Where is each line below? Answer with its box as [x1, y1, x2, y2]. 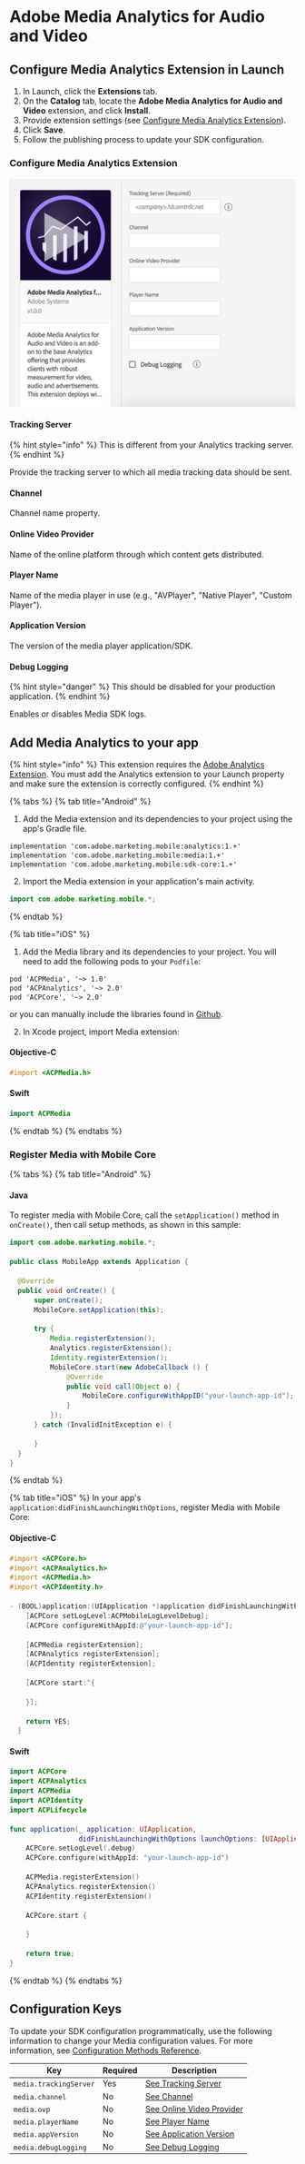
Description [172, 2065, 218, 2076]
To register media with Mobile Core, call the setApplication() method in [9, 1210, 280, 1220]
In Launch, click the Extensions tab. [22, 86, 158, 96]
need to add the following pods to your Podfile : [22, 955, 202, 966]
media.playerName [13, 2118, 79, 2127]
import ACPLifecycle [9, 1805, 88, 1814]
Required [103, 2065, 138, 2076]
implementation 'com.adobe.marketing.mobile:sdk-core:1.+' [9, 860, 238, 869]
